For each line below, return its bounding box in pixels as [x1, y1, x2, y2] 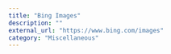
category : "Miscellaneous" [8, 33, 99, 42]
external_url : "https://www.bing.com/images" [8, 26, 164, 34]
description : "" [8, 19, 63, 27]
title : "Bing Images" [8, 11, 81, 20]
